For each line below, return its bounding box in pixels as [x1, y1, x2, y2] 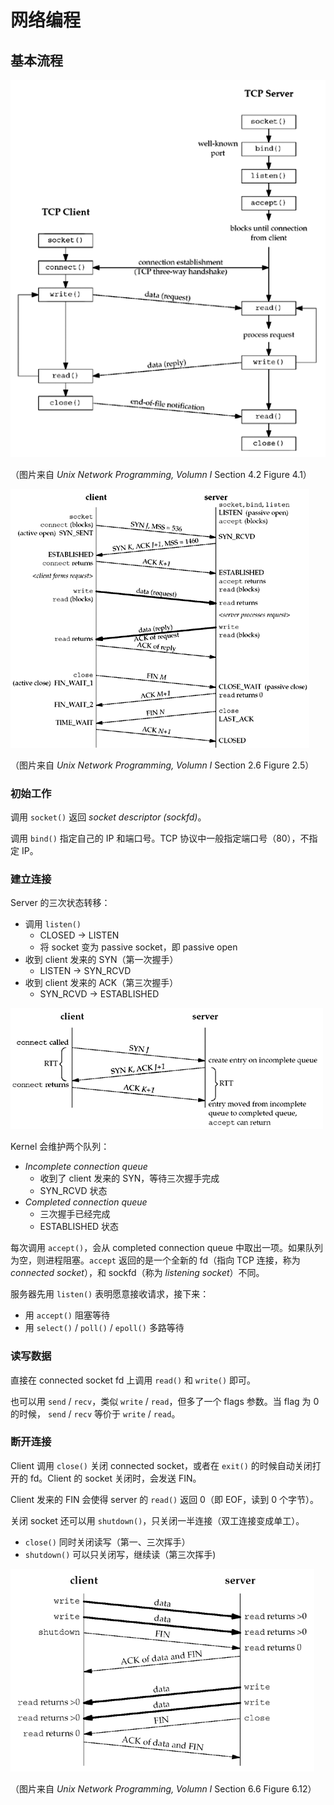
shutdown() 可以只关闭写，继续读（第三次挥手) [24, 1548, 217, 1560]
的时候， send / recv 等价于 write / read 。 [10, 1407, 181, 1420]
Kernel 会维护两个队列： [10, 1141, 110, 1153]
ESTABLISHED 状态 [39, 1221, 120, 1233]
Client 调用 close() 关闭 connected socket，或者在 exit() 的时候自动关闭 [10, 1459, 313, 1471]
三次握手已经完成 [39, 1208, 111, 1220]
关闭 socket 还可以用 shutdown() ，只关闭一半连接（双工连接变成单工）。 [10, 1514, 305, 1526]
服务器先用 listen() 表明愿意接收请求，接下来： [10, 1288, 210, 1300]
